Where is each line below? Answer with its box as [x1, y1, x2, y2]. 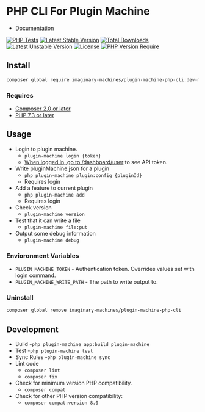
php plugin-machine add [24, 192, 85, 198]
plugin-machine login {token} [24, 153, 102, 159]
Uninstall [6, 293, 34, 302]
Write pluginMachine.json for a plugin [15, 165, 110, 172]
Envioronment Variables [6, 251, 79, 260]
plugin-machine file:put [24, 224, 88, 230]
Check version [15, 203, 52, 211]
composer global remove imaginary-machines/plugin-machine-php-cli [6, 307, 182, 314]
